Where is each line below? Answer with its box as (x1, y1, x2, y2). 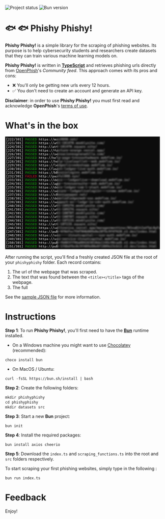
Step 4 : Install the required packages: (5, 432, 82, 438)
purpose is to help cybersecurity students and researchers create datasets (5, 47, 157, 54)
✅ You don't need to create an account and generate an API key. (12, 87, 143, 93)
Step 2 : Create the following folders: (5, 385, 79, 391)
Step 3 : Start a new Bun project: (5, 413, 70, 419)
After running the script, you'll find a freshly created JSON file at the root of (5, 254, 158, 260)
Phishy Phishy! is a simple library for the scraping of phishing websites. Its (5, 42, 157, 48)
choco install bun (5, 357, 43, 363)
